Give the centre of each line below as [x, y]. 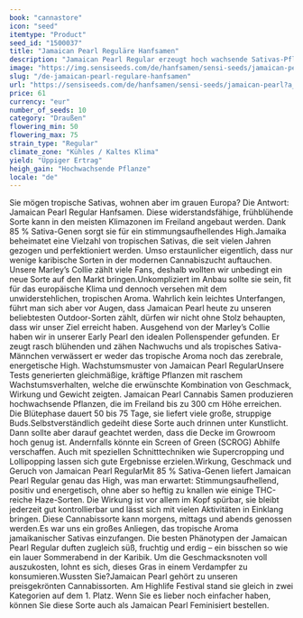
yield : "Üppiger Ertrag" [56, 160]
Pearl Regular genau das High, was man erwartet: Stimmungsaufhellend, [144, 481]
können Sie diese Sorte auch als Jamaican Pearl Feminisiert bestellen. [139, 605]
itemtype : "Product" [48, 34]
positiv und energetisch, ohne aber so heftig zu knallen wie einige [132, 490]
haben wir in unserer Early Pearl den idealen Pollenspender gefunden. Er [144, 337]
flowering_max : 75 [44, 135]
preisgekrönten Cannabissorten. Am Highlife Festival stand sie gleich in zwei [151, 586]
